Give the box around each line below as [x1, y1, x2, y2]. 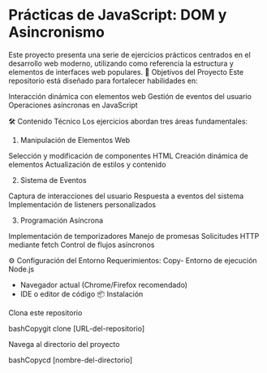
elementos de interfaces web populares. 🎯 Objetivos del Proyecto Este [8, 67, 244, 76]
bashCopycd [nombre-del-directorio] [8, 355, 133, 365]
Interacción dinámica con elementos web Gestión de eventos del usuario [8, 91, 252, 101]
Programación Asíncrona [19, 215, 104, 225]
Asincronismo [8, 23, 106, 41]
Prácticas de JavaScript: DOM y [8, 6, 227, 24]
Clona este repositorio [8, 307, 83, 318]
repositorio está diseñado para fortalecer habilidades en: [8, 76, 199, 85]
